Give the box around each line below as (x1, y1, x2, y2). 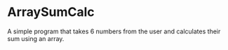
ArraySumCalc (7, 4, 95, 20)
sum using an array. (7, 34, 65, 42)
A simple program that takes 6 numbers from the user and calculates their (7, 27, 221, 35)
